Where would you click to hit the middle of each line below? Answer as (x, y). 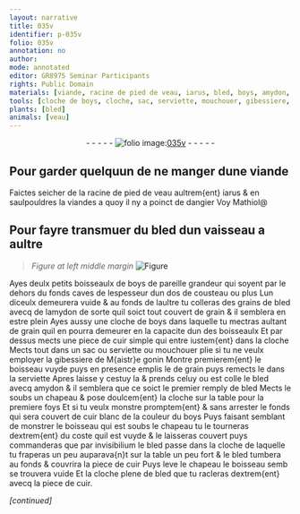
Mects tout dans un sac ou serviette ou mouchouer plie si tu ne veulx (137, 349)
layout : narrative (43, 17)
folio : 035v (31, 43)
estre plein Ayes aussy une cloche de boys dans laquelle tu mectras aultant (148, 321)
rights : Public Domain (51, 84)
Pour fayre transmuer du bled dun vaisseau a (137, 231)
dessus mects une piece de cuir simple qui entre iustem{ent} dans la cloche (149, 340)
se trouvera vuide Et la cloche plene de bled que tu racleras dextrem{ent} (145, 473)
